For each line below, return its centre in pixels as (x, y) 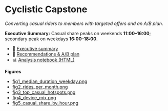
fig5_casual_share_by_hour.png (45, 103)
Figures (13, 71)
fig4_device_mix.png (34, 97)
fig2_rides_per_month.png (40, 87)
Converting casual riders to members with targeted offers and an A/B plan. (84, 23)
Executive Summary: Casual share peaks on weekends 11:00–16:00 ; (78, 33)
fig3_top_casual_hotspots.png (44, 92)
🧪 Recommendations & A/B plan (46, 54)
